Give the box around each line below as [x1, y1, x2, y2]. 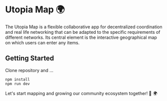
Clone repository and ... [5, 67, 54, 73]
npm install [5, 77, 30, 82]
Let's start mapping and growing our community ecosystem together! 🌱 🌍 [5, 90, 158, 96]
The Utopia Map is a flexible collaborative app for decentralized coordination [5, 23, 163, 30]
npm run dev [5, 81, 30, 86]
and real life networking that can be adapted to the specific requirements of [5, 29, 161, 35]
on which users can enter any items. [5, 39, 80, 45]
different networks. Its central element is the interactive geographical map [5, 34, 157, 40]
